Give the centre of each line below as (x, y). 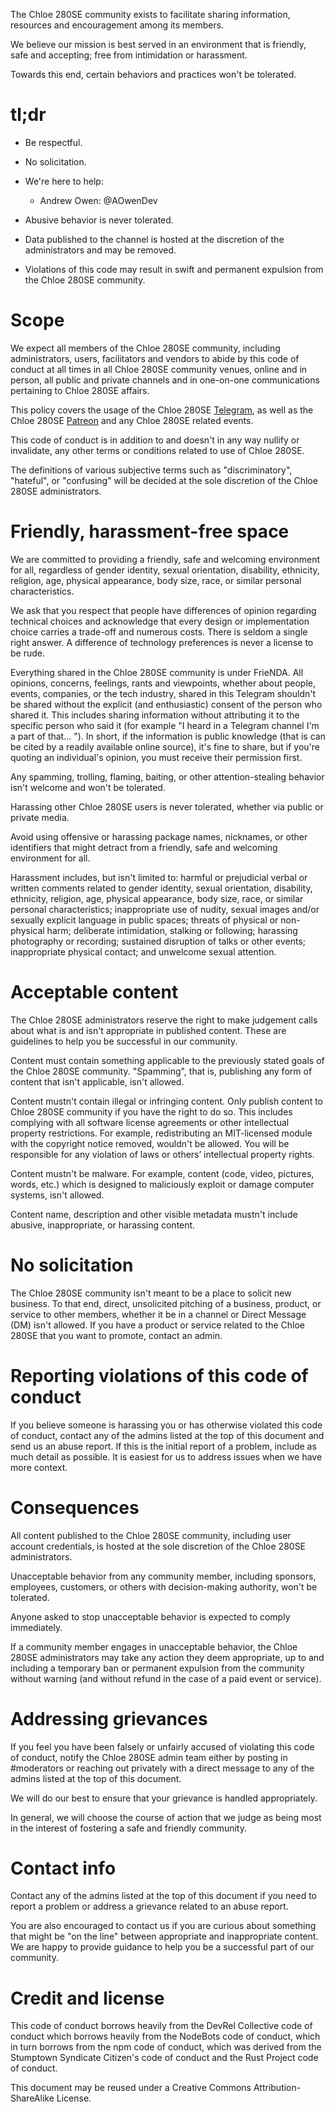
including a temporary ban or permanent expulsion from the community (157, 1668)
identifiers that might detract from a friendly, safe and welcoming (144, 847)
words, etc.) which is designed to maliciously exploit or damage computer (162, 1184)
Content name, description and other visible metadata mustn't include (154, 1214)
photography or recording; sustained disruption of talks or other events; (158, 941)
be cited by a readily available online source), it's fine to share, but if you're (165, 746)
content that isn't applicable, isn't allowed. (97, 1081)
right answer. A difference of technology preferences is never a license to (162, 642)
